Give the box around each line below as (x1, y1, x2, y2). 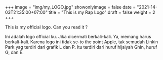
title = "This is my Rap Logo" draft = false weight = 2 (48, 9, 156, 15)
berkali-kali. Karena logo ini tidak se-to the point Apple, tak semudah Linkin (5, 39, 158, 45)
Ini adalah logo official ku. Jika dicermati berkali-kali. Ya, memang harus (5, 34, 152, 39)
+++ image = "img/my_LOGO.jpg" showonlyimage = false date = (5, 4, 136, 10)
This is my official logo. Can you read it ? (5, 24, 88, 30)
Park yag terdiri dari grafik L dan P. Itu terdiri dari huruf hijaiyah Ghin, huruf (5, 44, 157, 50)
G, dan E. (5, 49, 24, 55)
